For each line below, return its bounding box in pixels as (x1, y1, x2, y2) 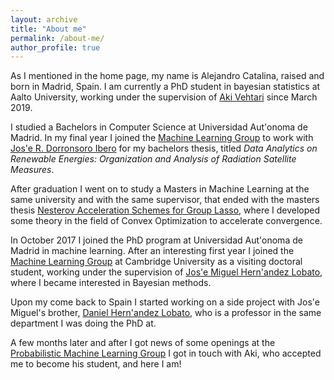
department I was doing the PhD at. (10, 317, 157, 330)
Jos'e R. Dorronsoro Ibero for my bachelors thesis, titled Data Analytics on (10, 142, 318, 155)
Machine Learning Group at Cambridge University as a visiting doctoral (10, 256, 303, 268)
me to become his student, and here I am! (10, 358, 182, 370)
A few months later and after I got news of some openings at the (10, 337, 276, 349)
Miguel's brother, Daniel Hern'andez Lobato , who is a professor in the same (10, 307, 322, 319)
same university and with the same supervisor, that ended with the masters (10, 194, 320, 206)
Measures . (10, 164, 55, 176)
